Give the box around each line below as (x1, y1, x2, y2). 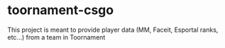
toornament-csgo (7, 2, 114, 18)
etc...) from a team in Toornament (7, 32, 106, 41)
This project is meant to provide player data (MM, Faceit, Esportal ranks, (7, 25, 219, 34)
